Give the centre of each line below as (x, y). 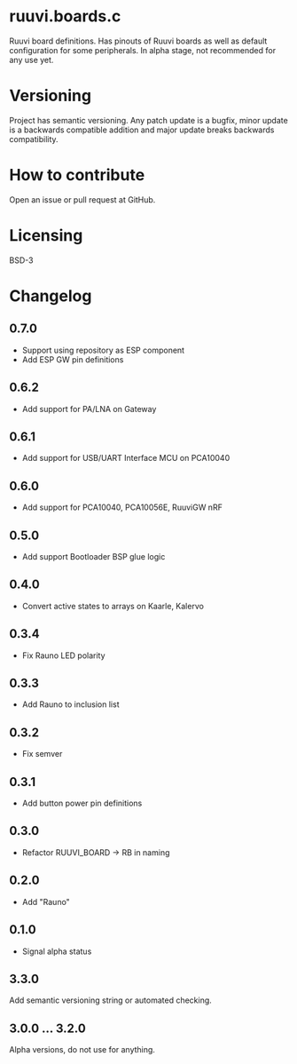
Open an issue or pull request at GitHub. (82, 199)
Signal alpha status (57, 951)
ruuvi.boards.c (65, 16)
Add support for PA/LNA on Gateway (89, 409)
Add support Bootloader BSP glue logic (94, 556)
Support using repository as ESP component (103, 350)
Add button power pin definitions (82, 803)
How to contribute (77, 175)
